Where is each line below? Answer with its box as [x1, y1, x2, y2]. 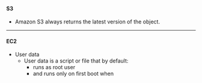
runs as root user [32, 64, 76, 71]
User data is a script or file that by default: [23, 57, 129, 64]
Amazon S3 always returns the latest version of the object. [14, 18, 161, 25]
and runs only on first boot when [32, 70, 114, 78]
